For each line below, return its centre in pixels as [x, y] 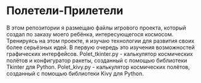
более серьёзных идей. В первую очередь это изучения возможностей [100, 47]
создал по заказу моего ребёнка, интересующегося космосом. [90, 34]
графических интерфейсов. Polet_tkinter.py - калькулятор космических [100, 53]
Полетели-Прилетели [65, 11]
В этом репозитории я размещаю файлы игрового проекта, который [96, 28]
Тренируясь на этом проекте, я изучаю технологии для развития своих [100, 41]
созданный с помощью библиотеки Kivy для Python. [75, 73]
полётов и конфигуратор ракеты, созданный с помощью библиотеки [97, 60]
